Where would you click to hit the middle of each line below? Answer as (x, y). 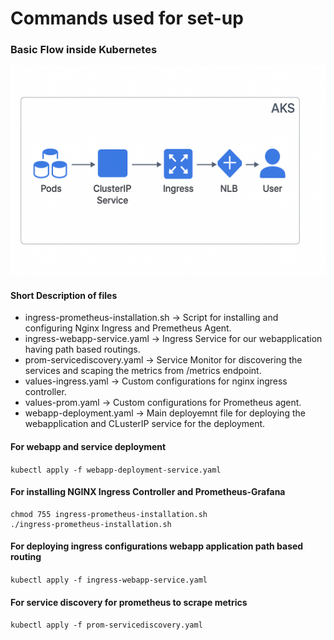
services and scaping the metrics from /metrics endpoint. (143, 371)
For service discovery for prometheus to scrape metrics (129, 602)
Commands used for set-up (127, 18)
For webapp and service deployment (88, 446)
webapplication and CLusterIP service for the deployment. (145, 424)
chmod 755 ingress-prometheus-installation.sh (109, 514)
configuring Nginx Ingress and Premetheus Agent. (128, 328)
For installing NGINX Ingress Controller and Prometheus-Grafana (148, 492)
